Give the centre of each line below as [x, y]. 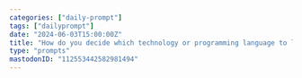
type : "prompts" [40, 51]
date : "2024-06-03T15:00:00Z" [66, 34]
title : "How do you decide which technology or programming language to [148, 43]
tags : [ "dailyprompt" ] [52, 26]
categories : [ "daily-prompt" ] [66, 17]
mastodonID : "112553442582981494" [74, 59]
